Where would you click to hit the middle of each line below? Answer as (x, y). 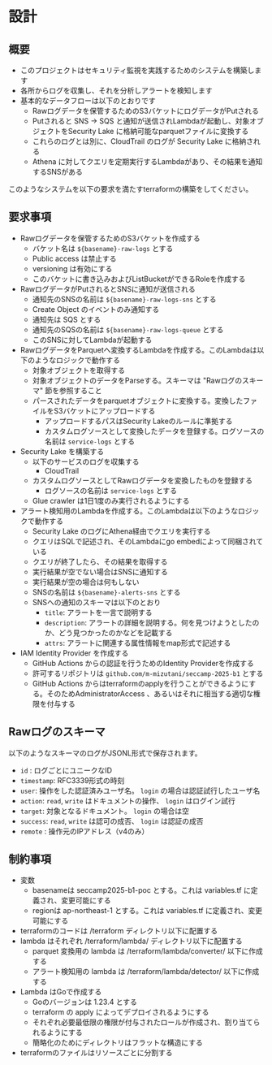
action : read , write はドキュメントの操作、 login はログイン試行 (127, 800)
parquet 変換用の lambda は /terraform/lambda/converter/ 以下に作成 (147, 951)
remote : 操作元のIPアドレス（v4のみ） (84, 831)
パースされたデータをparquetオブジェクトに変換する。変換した (138, 400)
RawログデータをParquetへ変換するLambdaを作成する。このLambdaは (138, 349)
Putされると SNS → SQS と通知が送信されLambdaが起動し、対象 (141, 121)
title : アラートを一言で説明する (98, 612)
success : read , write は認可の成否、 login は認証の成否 (112, 820)
